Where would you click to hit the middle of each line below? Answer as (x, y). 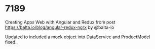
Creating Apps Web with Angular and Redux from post (60, 22)
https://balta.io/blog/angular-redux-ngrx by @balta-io (60, 27)
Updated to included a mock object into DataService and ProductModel (78, 37)
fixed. (11, 42)
